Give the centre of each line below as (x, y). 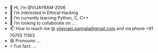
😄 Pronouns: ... (25, 41)
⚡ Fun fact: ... (23, 46)
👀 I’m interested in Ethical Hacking (44, 13)
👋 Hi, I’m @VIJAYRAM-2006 (37, 8)
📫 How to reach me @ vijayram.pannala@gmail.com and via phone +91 (81, 28)
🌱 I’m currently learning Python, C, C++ (49, 18)
